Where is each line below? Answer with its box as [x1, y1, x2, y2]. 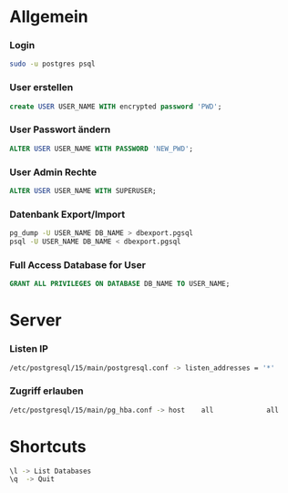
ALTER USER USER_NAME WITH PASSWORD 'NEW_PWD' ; [9, 144, 194, 153]
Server [9, 310, 62, 331]
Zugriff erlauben [9, 385, 84, 397]
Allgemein [9, 6, 88, 27]
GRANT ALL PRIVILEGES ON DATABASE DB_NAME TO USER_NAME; [9, 280, 231, 289]
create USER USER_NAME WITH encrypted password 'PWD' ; [9, 102, 222, 111]
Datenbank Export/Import [9, 208, 126, 221]
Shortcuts [9, 436, 87, 457]
